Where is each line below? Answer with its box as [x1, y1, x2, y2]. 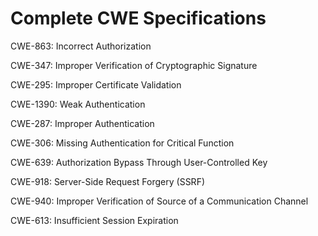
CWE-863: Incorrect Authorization [10, 40, 152, 52]
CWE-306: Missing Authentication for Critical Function [10, 137, 235, 149]
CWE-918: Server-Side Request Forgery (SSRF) [10, 175, 206, 187]
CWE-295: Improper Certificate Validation [10, 78, 182, 91]
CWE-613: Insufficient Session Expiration [10, 214, 179, 226]
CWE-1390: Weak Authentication [10, 98, 146, 110]
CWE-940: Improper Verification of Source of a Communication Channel [10, 195, 309, 207]
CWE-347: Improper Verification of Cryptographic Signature [10, 59, 258, 71]
